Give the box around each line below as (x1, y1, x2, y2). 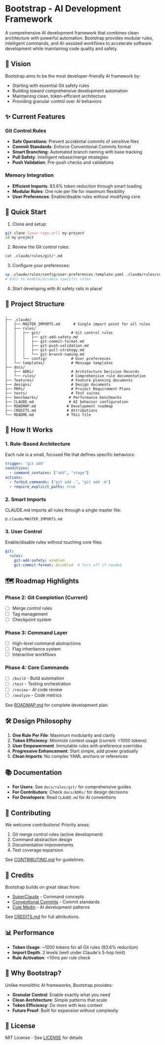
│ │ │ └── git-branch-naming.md (5, 351, 84, 357)
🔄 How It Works (5, 426, 53, 434)
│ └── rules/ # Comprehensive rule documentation (5, 373, 146, 378)
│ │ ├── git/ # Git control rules (5, 330, 113, 335)
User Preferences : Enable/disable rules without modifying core (12, 194, 141, 199)
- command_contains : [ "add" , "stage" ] (9, 470, 89, 475)
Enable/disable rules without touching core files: (5, 539, 103, 545)
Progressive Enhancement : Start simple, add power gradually (12, 748, 138, 754)
